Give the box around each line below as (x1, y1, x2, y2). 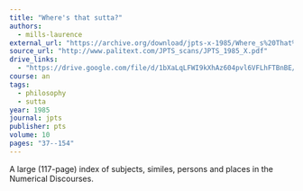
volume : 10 (9, 131, 50, 140)
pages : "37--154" (9, 139, 75, 148)
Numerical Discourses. (9, 173, 95, 184)
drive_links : (9, 55, 59, 64)
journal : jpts (9, 114, 63, 123)
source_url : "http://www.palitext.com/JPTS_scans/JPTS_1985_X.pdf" (9, 47, 269, 56)
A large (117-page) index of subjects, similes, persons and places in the (9, 163, 273, 174)
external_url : (9, 38, 63, 48)
